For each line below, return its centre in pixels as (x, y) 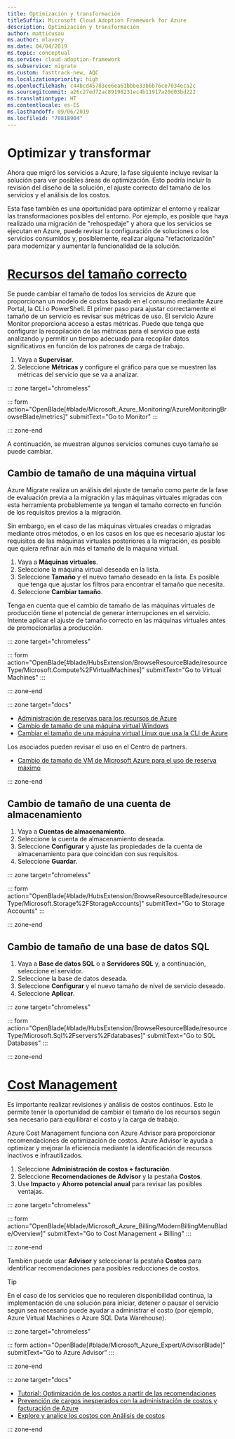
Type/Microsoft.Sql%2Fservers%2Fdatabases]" (76, 1035)
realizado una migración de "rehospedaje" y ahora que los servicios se (110, 223)
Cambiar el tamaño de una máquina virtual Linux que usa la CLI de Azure (122, 733)
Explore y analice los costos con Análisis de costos (91, 1415)
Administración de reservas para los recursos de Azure (97, 718)
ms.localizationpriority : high (53, 79)
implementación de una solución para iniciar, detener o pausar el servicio (113, 1303)
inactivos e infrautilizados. (45, 1155)
